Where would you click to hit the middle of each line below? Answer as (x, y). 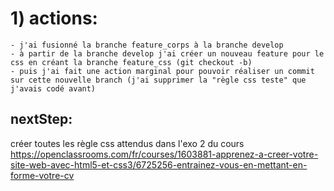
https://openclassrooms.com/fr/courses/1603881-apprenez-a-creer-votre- (164, 154)
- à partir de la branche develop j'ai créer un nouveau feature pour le (167, 53)
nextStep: (41, 119)
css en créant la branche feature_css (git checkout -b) (131, 62)
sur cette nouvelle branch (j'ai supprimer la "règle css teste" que (158, 80)
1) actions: (54, 18)
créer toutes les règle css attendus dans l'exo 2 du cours (127, 143)
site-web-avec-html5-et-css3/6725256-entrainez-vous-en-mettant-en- (159, 164)
